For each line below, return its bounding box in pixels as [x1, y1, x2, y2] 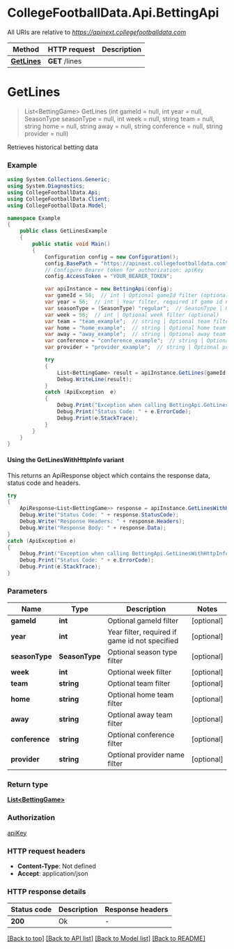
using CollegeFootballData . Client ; [7, 195, 111, 203]
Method [13, 44, 40, 54]
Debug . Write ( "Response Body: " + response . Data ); [19, 524, 167, 531]
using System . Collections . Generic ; [7, 176, 111, 183]
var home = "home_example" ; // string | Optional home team [44, 324, 226, 332]
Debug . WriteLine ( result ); [56, 376, 132, 383]
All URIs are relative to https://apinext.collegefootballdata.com [7, 28, 187, 36]
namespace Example [7, 215, 61, 222]
